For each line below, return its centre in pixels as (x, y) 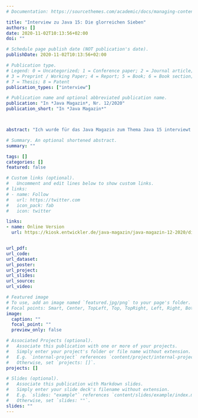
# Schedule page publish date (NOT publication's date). (77, 49)
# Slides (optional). (33, 379)
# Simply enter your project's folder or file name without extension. (99, 351)
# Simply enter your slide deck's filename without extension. (88, 390)
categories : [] (25, 162)
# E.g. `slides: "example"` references (58, 395)
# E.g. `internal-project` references (57, 357)
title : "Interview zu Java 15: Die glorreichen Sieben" (76, 22)
